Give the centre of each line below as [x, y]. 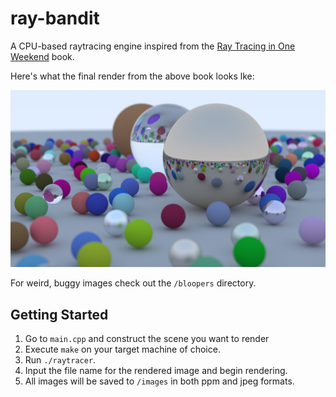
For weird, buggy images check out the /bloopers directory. [133, 283]
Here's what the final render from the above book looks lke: [132, 76]
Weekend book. [42, 56]
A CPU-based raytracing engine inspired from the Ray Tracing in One [153, 46]
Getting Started [59, 314]
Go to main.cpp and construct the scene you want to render [147, 339]
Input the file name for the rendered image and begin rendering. [156, 371]
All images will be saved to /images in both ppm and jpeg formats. [159, 381]
